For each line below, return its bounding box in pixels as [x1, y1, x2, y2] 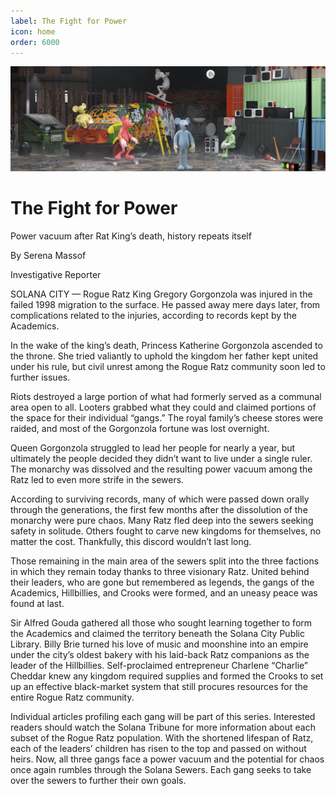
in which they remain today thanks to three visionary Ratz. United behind [10, 566, 310, 578]
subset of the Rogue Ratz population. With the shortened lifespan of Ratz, [10, 732, 314, 744]
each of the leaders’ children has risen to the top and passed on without [10, 743, 307, 755]
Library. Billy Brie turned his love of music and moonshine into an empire [10, 638, 309, 650]
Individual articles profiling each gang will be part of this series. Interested [10, 711, 316, 723]
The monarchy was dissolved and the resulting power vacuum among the [10, 463, 313, 475]
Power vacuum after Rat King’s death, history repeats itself [10, 230, 252, 242]
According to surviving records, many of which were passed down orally [10, 493, 310, 505]
